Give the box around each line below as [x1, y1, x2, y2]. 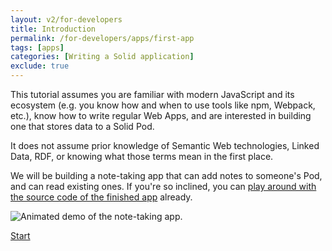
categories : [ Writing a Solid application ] [10, 52, 195, 62]
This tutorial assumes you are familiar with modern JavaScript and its [10, 89, 295, 100]
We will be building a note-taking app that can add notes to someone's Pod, [10, 170, 323, 181]
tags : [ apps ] [10, 42, 65, 53]
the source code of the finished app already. [10, 191, 193, 203]
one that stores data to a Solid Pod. [10, 121, 155, 132]
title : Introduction [10, 24, 97, 34]
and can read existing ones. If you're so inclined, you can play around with [10, 181, 317, 192]
